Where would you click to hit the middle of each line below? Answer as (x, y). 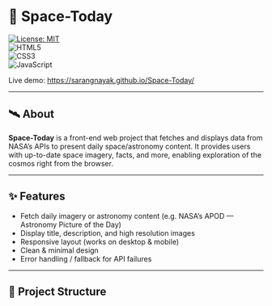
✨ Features (37, 197)
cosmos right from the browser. (61, 163)
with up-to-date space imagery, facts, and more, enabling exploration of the (135, 155)
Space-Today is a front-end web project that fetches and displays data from (136, 137)
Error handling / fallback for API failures (86, 258)
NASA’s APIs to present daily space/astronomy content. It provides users (130, 146)
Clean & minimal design (59, 250)
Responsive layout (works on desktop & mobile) (100, 241)
